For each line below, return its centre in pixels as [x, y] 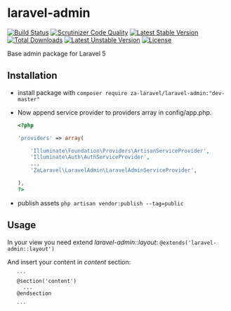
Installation [32, 76]
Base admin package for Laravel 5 [57, 53]
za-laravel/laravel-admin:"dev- [177, 93]
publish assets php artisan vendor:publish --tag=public [100, 203]
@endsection [34, 293]
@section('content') [47, 281]
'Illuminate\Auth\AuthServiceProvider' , [90, 157]
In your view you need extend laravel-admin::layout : [83, 242]
